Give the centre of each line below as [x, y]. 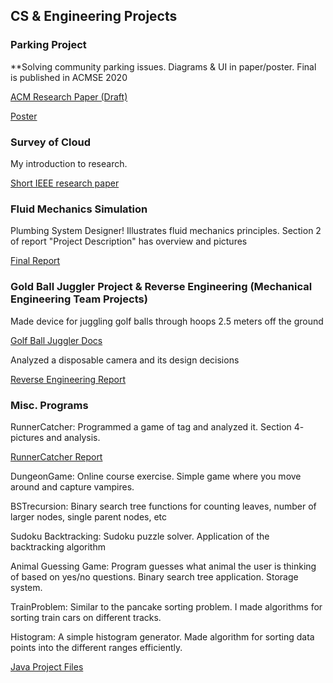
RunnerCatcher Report [56, 456]
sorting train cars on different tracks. [86, 617]
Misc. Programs [49, 405]
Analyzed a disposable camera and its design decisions [125, 360]
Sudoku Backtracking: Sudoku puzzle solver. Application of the [140, 536]
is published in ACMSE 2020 [69, 77]
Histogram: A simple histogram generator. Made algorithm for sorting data [162, 636]
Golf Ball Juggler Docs [56, 340]
